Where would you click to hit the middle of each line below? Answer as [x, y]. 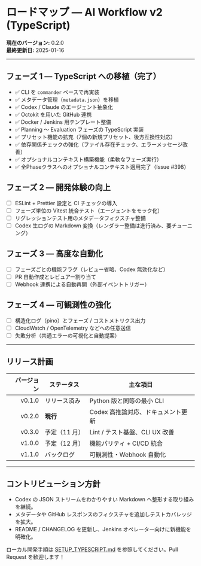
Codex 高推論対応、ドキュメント [135, 412]
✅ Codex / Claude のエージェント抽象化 [64, 107]
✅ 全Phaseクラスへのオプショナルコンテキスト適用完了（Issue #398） [102, 167]
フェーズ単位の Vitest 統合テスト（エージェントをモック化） [89, 211]
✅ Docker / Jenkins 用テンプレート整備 [63, 122]
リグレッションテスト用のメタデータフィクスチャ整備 [80, 218]
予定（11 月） [65, 432]
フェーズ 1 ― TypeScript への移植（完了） [84, 76]
